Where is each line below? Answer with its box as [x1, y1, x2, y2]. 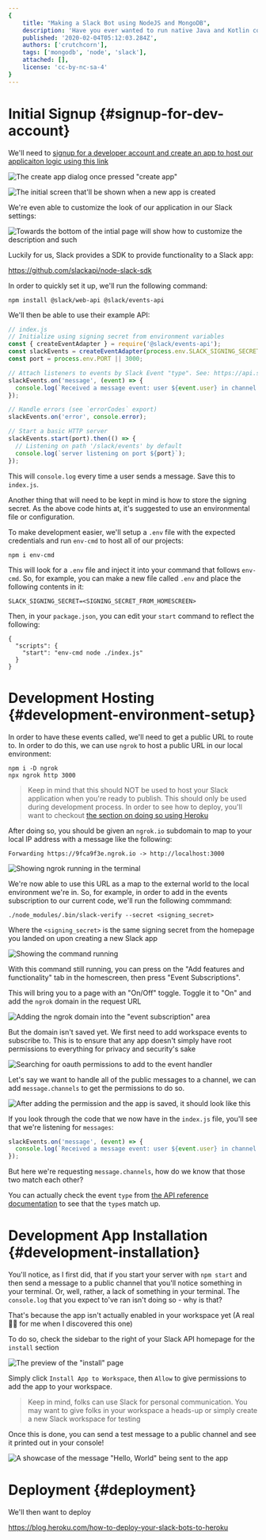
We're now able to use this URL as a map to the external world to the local [8, 878, 249, 889]
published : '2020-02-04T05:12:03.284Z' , [22, 33, 158, 42]
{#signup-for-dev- [98, 105, 224, 123]
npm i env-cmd [8, 551, 55, 559]
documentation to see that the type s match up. [8, 1199, 161, 1208]
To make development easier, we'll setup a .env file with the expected [8, 527, 236, 536]
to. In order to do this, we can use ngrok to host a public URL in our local [8, 740, 243, 750]
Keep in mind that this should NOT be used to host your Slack [27, 785, 229, 794]
